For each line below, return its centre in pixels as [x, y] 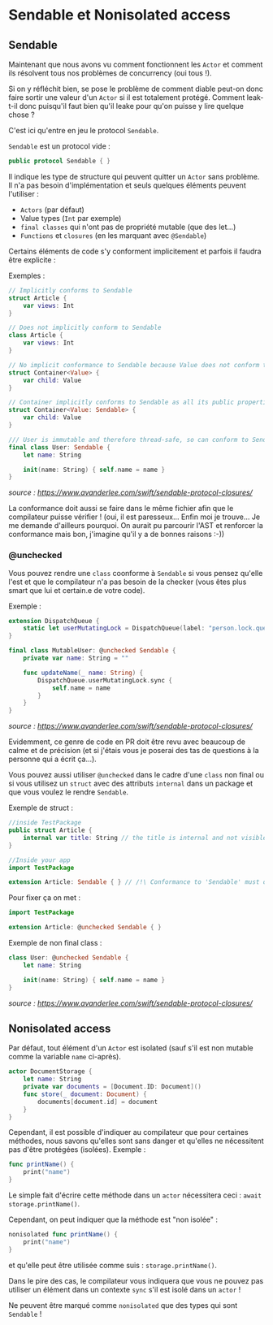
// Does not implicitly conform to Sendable [85, 328]
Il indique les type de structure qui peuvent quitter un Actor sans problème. [134, 176]
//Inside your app [39, 860]
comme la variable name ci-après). [65, 1057]
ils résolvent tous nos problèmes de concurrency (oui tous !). [110, 73]
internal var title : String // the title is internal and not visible [145, 838]
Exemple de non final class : [55, 943]
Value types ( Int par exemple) [71, 218]
